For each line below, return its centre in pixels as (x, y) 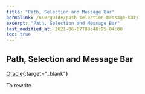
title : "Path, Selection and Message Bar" (60, 12)
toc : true (19, 35)
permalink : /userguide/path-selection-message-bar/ (72, 18)
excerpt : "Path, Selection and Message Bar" (63, 23)
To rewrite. (20, 85)
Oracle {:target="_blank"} (37, 73)
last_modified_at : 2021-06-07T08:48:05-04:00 (64, 29)
